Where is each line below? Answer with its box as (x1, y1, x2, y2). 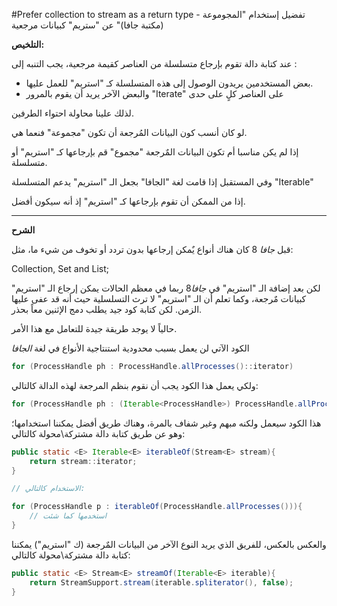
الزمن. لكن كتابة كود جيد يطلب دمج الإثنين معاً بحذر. (11, 304, 203, 315)
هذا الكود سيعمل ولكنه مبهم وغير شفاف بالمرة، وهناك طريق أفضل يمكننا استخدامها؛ (11, 417, 322, 429)
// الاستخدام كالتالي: (11, 484, 86, 494)
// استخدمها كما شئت (29, 511, 108, 521)
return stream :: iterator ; (29, 456, 138, 466)
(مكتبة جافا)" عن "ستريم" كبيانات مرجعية (11, 19, 164, 31)
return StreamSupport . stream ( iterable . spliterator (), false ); (29, 577, 294, 588)
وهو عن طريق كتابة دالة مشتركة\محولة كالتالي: (11, 427, 186, 439)
